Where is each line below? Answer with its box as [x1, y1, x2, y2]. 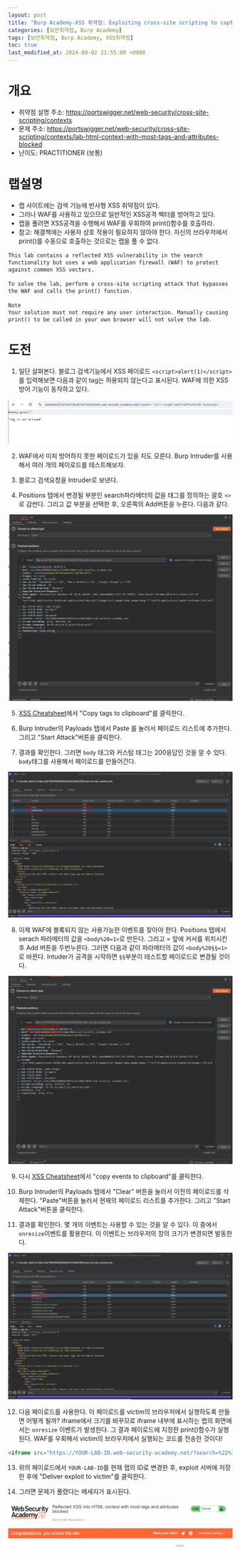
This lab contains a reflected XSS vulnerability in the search [8, 252, 203, 259]
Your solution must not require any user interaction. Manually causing [8, 309, 229, 316]
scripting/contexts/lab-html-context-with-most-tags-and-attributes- [18, 132, 219, 141]
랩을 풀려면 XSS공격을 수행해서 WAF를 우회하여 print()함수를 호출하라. [18, 218, 215, 228]
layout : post [8, 11, 47, 19]
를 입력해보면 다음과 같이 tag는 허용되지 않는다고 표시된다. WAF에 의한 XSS [18, 375, 229, 384]
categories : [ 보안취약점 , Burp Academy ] [8, 26, 122, 34]
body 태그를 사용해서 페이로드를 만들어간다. [18, 757, 137, 765]
